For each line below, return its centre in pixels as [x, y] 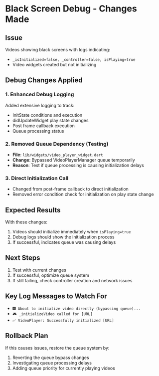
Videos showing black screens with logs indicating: [58, 50]
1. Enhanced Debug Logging [40, 94]
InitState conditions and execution [47, 115]
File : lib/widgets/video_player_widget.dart [58, 155]
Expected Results [33, 210]
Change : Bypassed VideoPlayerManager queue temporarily [74, 160]
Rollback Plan [27, 336]
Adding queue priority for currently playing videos [64, 368]
